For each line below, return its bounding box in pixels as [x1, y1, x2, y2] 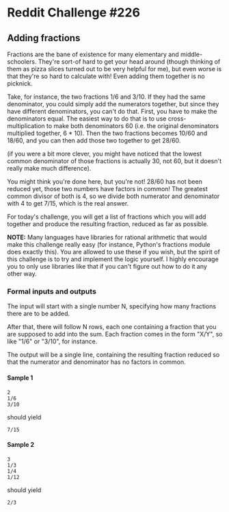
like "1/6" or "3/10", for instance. [7, 337, 98, 345]
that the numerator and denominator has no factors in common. [7, 358, 186, 366]
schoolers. [7, 58, 37, 66]
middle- [180, 50, 203, 58]
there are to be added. [7, 310, 70, 318]
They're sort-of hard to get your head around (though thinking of [38, 58, 221, 66]
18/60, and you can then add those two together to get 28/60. [7, 136, 181, 145]
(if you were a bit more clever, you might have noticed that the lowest [7, 149, 202, 158]
